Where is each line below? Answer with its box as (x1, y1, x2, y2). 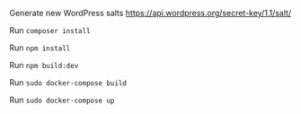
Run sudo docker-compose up (9, 94, 115, 105)
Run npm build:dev (9, 60, 79, 70)
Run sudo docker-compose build (9, 77, 128, 88)
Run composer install (9, 25, 92, 35)
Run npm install (9, 42, 71, 53)
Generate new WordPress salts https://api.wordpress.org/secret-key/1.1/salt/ (9, 8, 292, 18)
